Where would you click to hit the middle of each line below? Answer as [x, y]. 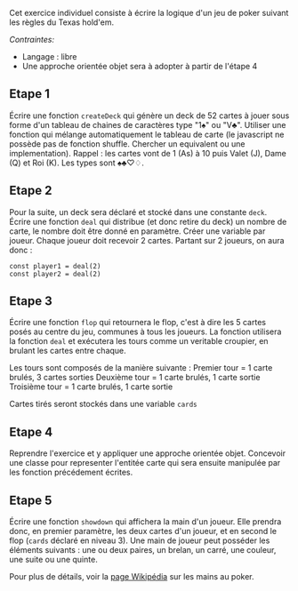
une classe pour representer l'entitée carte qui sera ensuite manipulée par [145, 463]
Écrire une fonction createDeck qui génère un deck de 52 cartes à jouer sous [149, 116]
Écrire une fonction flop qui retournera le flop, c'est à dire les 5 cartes [138, 323]
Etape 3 [31, 301]
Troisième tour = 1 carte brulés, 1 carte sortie [91, 387]
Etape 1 [30, 94]
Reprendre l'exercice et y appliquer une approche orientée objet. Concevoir [148, 453]
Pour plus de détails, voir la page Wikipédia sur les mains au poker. [132, 577]
